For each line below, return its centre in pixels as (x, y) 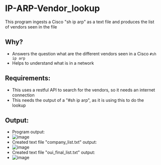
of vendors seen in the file (31, 27)
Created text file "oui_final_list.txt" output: (53, 152)
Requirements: (28, 78)
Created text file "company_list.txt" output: (54, 142)
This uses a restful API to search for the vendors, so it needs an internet (84, 90)
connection (23, 95)
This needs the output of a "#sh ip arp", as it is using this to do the (78, 100)
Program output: (28, 132)
